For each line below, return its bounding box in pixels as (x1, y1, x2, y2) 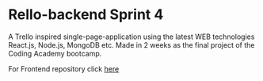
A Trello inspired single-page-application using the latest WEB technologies (8, 32, 255, 41)
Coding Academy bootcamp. (8, 48, 102, 58)
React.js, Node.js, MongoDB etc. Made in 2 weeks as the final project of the (8, 40, 255, 49)
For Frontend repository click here (8, 64, 120, 73)
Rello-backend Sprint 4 (8, 6, 164, 24)
